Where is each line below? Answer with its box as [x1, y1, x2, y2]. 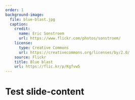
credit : [14, 26, 30, 31]
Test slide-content [5, 86, 84, 97]
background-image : [5, 12, 44, 17]
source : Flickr [14, 54, 47, 60]
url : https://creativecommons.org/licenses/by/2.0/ [18, 50, 130, 55]
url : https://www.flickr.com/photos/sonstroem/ [18, 36, 121, 41]
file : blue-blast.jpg [10, 17, 56, 22]
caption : [10, 21, 28, 27]
